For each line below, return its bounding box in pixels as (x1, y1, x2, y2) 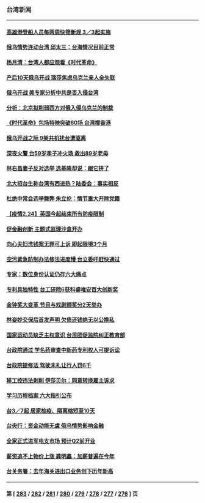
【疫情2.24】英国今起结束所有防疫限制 (6, 210, 104, 218)
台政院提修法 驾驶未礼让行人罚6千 (6, 361, 92, 368)
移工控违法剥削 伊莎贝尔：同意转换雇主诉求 (6, 376, 115, 384)
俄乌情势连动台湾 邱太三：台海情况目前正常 (6, 43, 115, 51)
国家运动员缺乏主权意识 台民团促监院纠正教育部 (6, 331, 126, 338)
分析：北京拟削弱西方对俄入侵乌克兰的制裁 (6, 104, 113, 111)
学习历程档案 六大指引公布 (6, 392, 72, 399)
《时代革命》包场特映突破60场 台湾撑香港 (6, 119, 111, 127)
